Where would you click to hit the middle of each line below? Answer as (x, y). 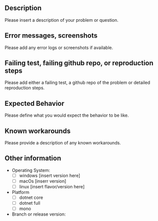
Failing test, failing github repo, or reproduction (79, 63)
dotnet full (30, 203)
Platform (21, 192)
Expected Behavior (35, 103)
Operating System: (31, 170)
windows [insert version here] (50, 176)
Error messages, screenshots (51, 36)
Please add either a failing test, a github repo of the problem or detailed (78, 83)
